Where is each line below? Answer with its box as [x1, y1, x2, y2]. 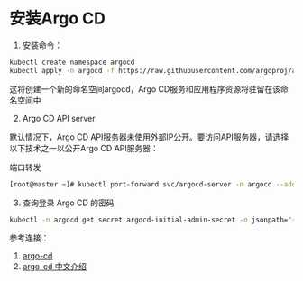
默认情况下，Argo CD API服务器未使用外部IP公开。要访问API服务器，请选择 [9, 131, 289, 142]
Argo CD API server [22, 113, 96, 123]
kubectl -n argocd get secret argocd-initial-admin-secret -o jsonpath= [9, 215, 289, 224]
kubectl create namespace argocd [9, 58, 135, 67]
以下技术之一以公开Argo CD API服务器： [9, 142, 160, 153]
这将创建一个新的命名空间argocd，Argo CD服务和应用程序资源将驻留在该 [9, 83, 281, 95]
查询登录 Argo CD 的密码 [22, 197, 115, 208]
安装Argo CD [9, 8, 106, 29]
